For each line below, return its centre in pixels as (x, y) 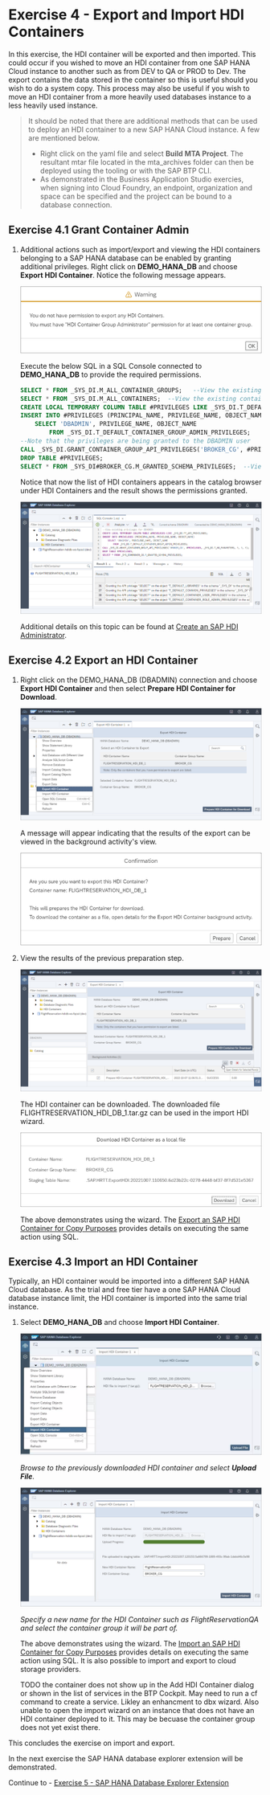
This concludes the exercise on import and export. (92, 1743)
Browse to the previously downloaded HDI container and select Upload (138, 1467)
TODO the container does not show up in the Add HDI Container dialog (137, 1685)
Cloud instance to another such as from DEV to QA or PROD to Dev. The (127, 71)
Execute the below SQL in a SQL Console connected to (111, 366)
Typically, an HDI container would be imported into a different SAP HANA (129, 1281)
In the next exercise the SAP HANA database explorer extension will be (126, 1759)
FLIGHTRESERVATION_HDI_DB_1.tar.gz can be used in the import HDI (134, 1113)
